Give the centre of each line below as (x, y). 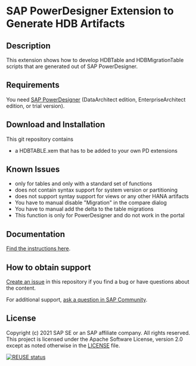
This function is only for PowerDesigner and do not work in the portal (99, 216)
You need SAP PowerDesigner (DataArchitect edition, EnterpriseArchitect (96, 99)
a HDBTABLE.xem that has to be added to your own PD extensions (96, 150)
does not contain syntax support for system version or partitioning (96, 190)
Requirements (33, 85)
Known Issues (33, 169)
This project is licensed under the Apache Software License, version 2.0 (95, 339)
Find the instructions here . (38, 248)
